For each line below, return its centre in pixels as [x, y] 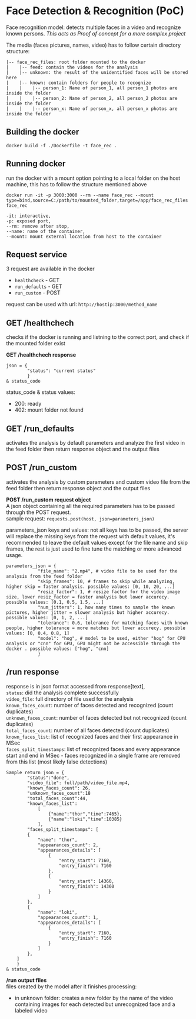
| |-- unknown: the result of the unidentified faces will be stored [97, 72]
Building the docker [43, 132]
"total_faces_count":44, [58, 798]
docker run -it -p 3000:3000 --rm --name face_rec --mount [80, 195]
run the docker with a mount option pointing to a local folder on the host [93, 178]
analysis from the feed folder [44, 576]
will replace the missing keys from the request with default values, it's [91, 536]
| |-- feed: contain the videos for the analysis [72, 67]
